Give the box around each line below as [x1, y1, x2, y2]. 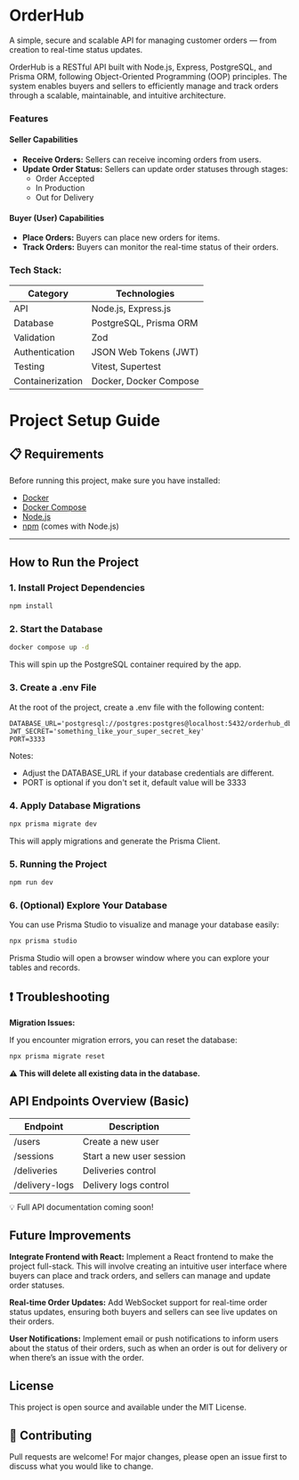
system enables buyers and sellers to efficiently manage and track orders [9, 80, 279, 91]
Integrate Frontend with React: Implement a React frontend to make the [9, 1252, 274, 1262]
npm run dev [9, 878, 53, 887]
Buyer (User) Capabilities [9, 212, 105, 223]
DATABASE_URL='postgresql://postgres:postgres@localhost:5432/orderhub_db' [9, 719, 296, 728]
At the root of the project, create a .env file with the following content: [9, 702, 264, 712]
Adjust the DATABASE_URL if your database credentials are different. [21, 768, 274, 778]
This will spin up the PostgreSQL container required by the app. [9, 659, 242, 670]
